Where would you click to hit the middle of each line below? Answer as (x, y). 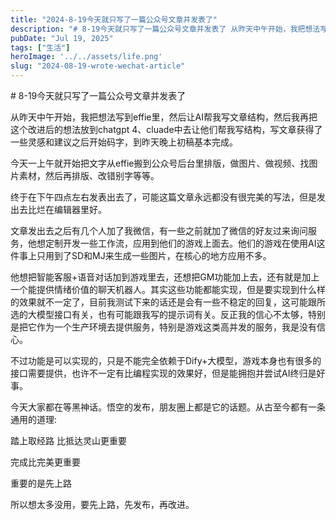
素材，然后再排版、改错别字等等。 (89, 175)
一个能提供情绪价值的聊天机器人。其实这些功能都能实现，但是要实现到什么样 (168, 289)
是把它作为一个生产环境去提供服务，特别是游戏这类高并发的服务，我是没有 (163, 327)
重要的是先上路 (41, 483)
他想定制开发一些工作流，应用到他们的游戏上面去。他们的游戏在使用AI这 (176, 243)
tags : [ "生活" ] (40, 47)
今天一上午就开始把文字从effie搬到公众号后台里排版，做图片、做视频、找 (160, 163)
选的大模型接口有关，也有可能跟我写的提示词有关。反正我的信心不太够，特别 (168, 314)
